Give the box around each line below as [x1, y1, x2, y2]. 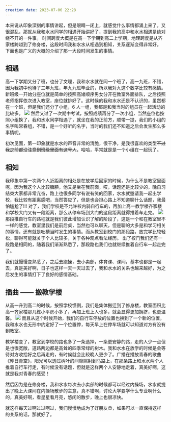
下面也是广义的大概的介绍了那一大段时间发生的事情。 [5, 47, 117, 54]
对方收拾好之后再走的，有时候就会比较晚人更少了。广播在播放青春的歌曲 [9, 352, 161, 358]
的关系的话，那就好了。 [5, 411, 54, 417]
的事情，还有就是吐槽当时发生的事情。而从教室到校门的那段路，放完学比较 [5, 229, 161, 235]
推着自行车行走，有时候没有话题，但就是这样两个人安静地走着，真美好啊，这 [5, 364, 166, 370]
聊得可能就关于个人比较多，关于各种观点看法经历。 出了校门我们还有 [14, 235, 158, 241]
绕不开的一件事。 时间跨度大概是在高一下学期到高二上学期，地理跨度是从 [5, 35, 158, 41]
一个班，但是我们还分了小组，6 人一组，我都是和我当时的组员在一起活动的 [9, 104, 165, 110]
